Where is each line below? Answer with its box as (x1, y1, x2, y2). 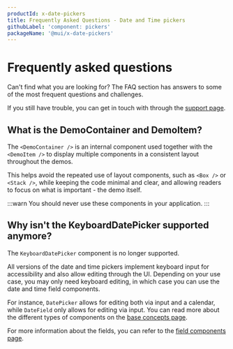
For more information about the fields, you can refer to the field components (7, 326, 227, 335)
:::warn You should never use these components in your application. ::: (7, 200, 210, 207)
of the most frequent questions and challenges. (7, 90, 144, 98)
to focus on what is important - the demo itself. (7, 186, 142, 194)
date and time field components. (7, 284, 100, 293)
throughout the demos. (7, 158, 73, 165)
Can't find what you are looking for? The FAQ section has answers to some (7, 83, 222, 91)
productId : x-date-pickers (7, 10, 86, 17)
